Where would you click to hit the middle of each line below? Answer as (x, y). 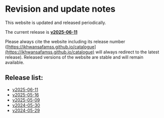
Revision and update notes (60, 9)
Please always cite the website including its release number (65, 41)
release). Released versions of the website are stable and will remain (74, 57)
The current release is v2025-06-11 (41, 32)
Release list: (24, 78)
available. (15, 62)
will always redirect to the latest (127, 52)
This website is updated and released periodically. (56, 23)
